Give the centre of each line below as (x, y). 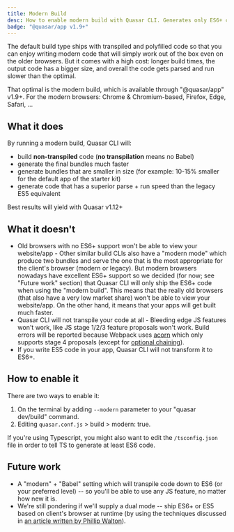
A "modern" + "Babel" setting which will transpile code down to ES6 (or (120, 484)
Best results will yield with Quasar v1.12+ (65, 207)
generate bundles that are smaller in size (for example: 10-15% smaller (118, 172)
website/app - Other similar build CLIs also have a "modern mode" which (122, 253)
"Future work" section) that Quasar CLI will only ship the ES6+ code (115, 283)
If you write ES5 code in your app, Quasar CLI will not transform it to (115, 350)
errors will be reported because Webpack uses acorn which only (110, 335)
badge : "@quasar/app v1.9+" (48, 26)
